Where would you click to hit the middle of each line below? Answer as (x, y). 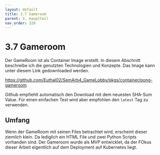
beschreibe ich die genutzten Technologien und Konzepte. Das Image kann (80, 65)
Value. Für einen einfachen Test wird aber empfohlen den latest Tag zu (77, 100)
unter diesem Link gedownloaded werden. (47, 71)
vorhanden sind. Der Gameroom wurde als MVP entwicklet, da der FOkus (78, 142)
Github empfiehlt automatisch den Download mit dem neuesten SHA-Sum (79, 94)
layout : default (21, 9)
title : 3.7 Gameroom (26, 14)
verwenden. (17, 105)
